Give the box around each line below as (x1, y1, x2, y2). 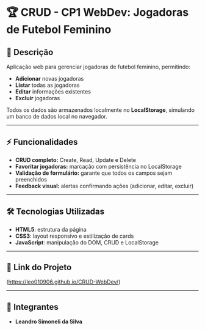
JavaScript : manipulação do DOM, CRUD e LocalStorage (15, 238, 159, 246)
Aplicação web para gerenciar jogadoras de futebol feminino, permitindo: (6, 63, 191, 70)
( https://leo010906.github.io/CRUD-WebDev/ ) (6, 278, 121, 285)
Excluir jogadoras (15, 95, 60, 101)
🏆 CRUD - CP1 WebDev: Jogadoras (6, 5, 189, 20)
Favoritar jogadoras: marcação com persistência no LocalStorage (15, 163, 182, 170)
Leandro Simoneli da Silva (15, 318, 82, 325)
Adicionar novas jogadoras (15, 75, 84, 82)
